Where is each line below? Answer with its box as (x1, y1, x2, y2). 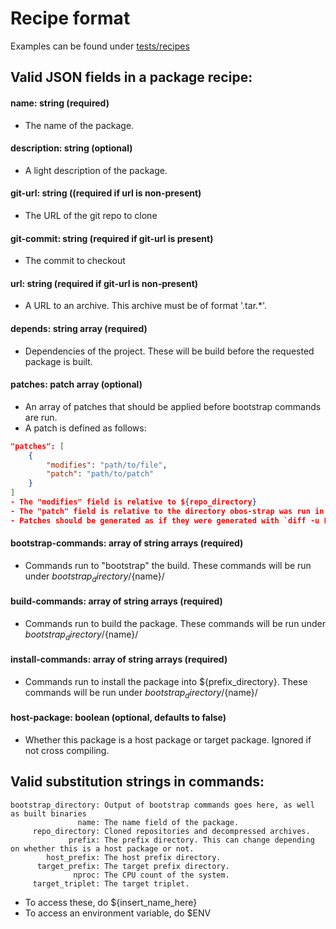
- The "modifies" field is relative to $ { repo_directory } (10, 497, 257, 507)
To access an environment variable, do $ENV (24, 907, 212, 919)
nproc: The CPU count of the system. (73, 870, 230, 880)
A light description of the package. (24, 164, 168, 176)
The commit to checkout (24, 255, 126, 267)
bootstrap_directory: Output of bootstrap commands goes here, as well (10, 800, 315, 810)
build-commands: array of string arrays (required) (10, 595, 223, 607)
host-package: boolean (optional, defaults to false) (10, 712, 227, 724)
